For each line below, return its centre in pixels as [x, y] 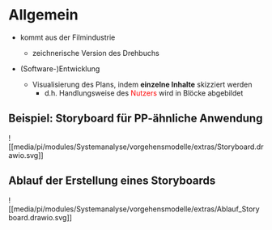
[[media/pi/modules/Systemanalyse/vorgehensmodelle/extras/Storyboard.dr [136, 147]
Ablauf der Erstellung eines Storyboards [112, 181]
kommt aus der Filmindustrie [68, 37]
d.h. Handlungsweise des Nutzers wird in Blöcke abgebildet [144, 93]
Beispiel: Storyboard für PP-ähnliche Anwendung [136, 119]
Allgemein [43, 15]
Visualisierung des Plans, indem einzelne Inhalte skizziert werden [142, 84]
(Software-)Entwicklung [60, 68]
